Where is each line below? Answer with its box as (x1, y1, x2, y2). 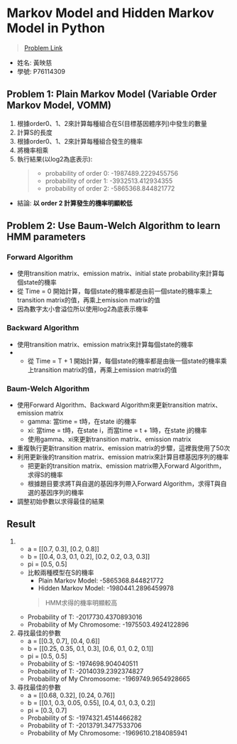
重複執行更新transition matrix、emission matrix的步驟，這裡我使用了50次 (16, 444, 231, 452)
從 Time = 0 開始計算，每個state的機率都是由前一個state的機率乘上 (16, 287, 213, 296)
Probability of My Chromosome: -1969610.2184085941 (27, 728, 187, 737)
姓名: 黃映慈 (16, 58, 53, 67)
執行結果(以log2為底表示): (16, 154, 93, 163)
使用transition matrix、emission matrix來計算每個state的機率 (16, 340, 194, 349)
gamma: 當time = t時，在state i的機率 (27, 418, 137, 426)
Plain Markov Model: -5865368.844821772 (38, 576, 164, 585)
